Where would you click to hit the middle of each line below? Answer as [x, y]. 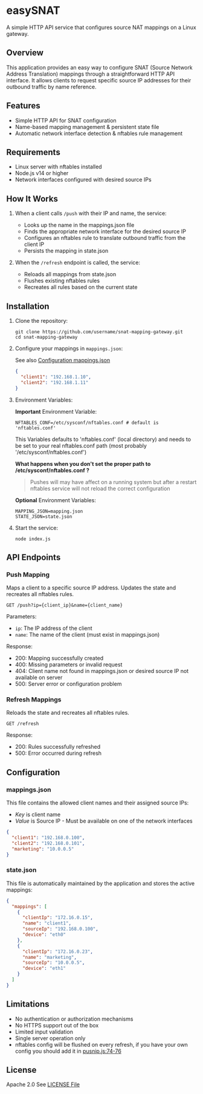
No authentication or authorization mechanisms [74, 1019]
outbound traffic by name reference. [51, 87]
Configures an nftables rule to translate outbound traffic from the [105, 238]
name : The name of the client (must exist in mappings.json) [87, 635]
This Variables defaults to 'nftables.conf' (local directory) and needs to [103, 439]
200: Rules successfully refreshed [58, 747]
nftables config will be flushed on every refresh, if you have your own [101, 1044]
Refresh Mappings [34, 700]
